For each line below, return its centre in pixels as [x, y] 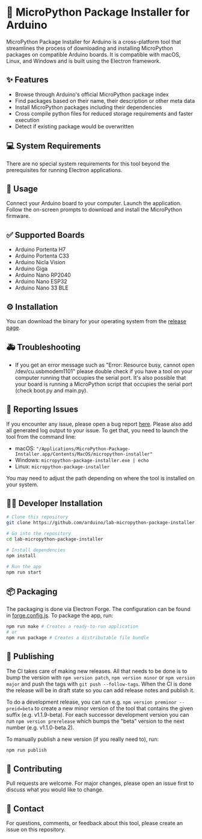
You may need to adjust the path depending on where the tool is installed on [101, 478]
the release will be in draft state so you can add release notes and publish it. [100, 690]
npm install [21, 556]
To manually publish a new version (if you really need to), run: [83, 739]
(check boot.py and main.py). [51, 390]
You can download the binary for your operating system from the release [96, 321]
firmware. [18, 216]
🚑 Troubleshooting [44, 348]
